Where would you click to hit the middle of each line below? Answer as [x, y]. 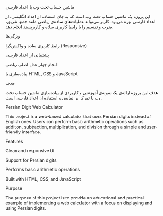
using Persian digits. [26, 208]
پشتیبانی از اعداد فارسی [27, 55]
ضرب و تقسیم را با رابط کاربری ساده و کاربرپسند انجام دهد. [59, 27]
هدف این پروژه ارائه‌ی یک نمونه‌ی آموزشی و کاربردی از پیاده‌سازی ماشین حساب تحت [82, 92]
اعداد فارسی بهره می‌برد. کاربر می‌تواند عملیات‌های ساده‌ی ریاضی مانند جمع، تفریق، [81, 22]
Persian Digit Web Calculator [34, 107]
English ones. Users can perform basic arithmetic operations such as [74, 122]
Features [14, 141]
